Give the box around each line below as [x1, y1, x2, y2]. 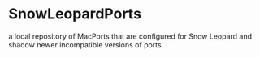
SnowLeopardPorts [8, 5, 142, 23]
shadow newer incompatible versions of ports [8, 39, 162, 49]
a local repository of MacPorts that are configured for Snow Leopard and [8, 31, 253, 41]
